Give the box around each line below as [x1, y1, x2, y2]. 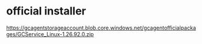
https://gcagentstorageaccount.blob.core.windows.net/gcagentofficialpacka [6, 24, 196, 31]
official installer [6, 4, 86, 18]
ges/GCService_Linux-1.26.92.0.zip [6, 30, 94, 37]
